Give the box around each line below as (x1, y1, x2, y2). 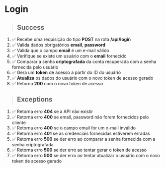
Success (16, 23, 45, 32)
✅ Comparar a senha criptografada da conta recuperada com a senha (11, 58, 157, 64)
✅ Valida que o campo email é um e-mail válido (11, 48, 110, 53)
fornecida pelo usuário (11, 64, 59, 70)
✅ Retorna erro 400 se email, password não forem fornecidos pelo (11, 114, 149, 120)
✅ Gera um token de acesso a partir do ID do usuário (11, 69, 121, 75)
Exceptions (16, 95, 53, 104)
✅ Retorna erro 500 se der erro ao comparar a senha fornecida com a (11, 136, 156, 142)
